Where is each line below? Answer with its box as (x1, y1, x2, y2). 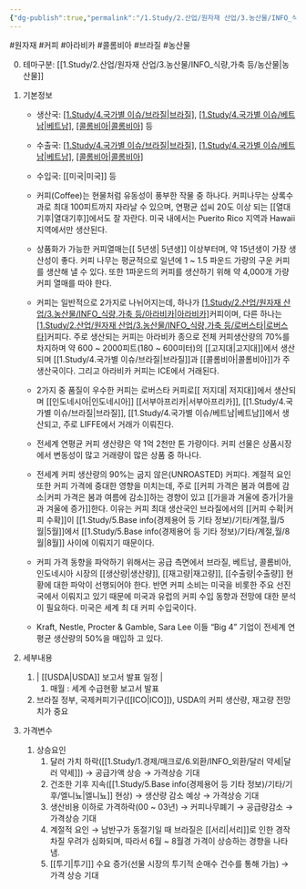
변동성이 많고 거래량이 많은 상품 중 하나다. (53, 449, 202, 460)
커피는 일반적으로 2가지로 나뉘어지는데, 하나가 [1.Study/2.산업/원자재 (36, 297, 281, 308)
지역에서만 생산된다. (36, 224, 107, 235)
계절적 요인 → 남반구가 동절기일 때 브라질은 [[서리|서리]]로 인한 (49, 823, 274, 834)
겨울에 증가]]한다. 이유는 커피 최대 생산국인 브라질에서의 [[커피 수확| (46, 503, 287, 514)
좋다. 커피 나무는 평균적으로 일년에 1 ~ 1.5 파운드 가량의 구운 (60, 254, 273, 265)
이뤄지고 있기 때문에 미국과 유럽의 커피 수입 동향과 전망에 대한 (60, 590, 280, 601)
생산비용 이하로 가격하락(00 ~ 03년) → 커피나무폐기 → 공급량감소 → (49, 801, 293, 812)
